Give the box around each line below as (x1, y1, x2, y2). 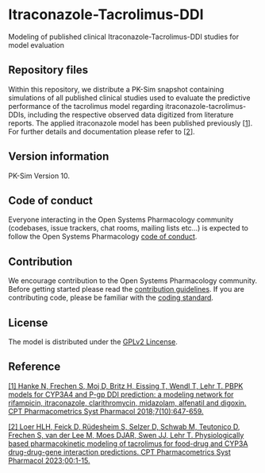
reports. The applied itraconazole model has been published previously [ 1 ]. (8, 118, 253, 128)
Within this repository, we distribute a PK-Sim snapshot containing (8, 84, 225, 94)
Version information (8, 149, 109, 164)
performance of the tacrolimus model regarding (8, 101, 164, 110)
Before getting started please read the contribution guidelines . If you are (8, 285, 244, 294)
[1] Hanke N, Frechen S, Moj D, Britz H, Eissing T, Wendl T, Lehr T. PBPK (8, 381, 244, 390)
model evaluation (8, 40, 65, 49)
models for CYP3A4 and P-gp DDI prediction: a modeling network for (8, 390, 234, 399)
